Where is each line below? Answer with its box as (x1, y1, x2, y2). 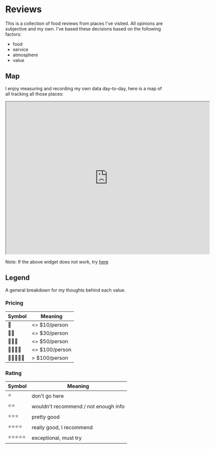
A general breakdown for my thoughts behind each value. (5, 287, 126, 293)
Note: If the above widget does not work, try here (5, 259, 109, 265)
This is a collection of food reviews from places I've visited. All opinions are (5, 20, 163, 26)
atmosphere (12, 52, 38, 58)
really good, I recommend (31, 424, 93, 431)
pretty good (31, 413, 60, 420)
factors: (5, 31, 22, 37)
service (12, 46, 29, 52)
